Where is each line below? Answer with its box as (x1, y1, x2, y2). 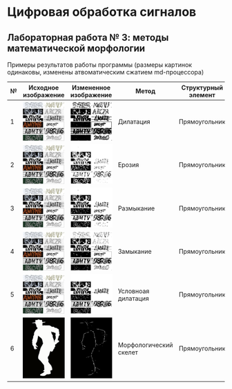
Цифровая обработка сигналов (7, 4, 197, 20)
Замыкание (117, 247, 152, 255)
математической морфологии (7, 42, 146, 54)
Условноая (117, 287, 150, 295)
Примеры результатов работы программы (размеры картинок (7, 61, 192, 69)
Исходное (28, 83, 59, 92)
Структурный (181, 83, 223, 92)
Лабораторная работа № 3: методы (7, 32, 169, 43)
